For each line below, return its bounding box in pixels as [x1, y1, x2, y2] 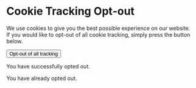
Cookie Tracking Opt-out [6, 4, 135, 18]
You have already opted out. [6, 75, 78, 82]
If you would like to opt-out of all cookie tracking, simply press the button [6, 31, 191, 38]
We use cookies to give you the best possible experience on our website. [6, 24, 191, 32]
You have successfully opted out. [6, 62, 90, 70]
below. [6, 37, 23, 45]
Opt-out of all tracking [9, 50, 58, 57]
